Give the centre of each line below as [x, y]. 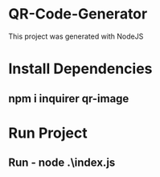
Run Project [48, 133]
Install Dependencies [80, 69]
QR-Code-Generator [78, 14]
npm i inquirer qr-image [69, 99]
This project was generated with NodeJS [76, 36]
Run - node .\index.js [62, 163]
